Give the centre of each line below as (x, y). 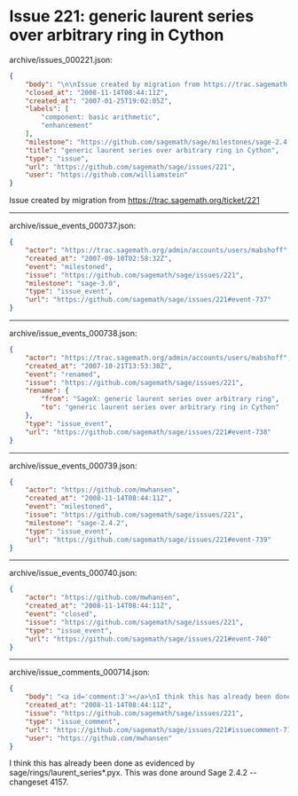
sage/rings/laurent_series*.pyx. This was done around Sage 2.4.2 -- (133, 773)
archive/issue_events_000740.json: (73, 573)
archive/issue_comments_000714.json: (80, 673)
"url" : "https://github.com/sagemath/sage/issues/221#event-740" (149, 639)
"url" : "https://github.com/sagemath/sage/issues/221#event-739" (149, 540)
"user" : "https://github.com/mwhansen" (99, 738)
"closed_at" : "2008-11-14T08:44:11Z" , (97, 92)
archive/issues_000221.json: (61, 59)
